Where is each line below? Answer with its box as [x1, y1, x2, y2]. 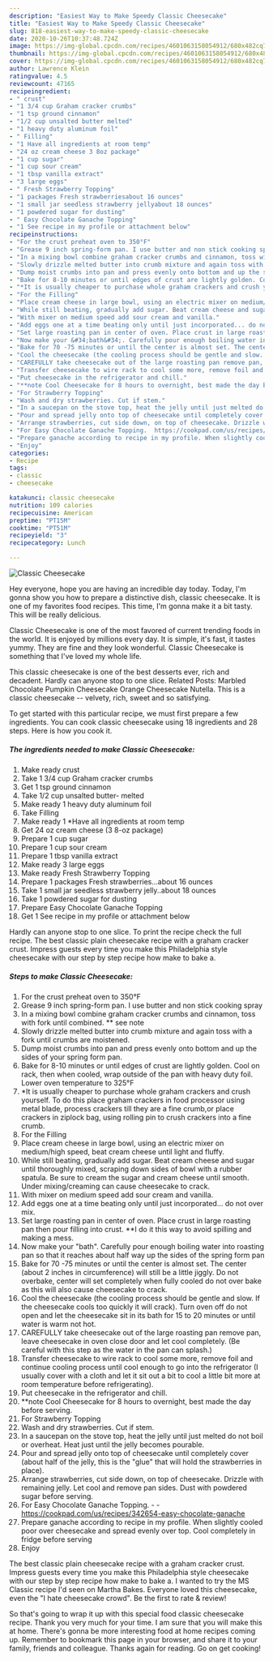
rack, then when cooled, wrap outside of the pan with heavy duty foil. [20, 1069, 254, 1079]
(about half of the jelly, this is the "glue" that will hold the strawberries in [20, 1457, 262, 1466]
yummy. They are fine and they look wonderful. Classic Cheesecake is [9, 643, 244, 653]
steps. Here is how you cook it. [9, 726, 113, 735]
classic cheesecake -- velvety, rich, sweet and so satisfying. [9, 693, 211, 702]
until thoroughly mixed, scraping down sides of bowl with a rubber [20, 1164, 242, 1174]
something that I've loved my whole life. [9, 652, 143, 661]
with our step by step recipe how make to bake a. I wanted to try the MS [9, 1576, 250, 1586]
